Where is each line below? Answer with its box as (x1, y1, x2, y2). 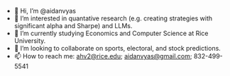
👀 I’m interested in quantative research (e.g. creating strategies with (13, 14, 213, 23)
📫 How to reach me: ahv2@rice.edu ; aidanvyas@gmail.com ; (13, 52, 192, 60)
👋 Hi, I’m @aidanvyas (13, 7, 77, 15)
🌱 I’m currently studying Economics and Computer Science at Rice (13, 29, 209, 37)
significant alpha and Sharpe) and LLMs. (13, 22, 133, 30)
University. (13, 37, 46, 45)
